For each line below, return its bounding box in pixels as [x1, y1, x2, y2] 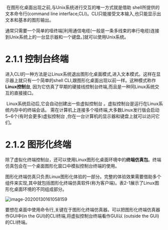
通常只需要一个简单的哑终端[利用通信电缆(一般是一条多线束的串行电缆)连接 [5, 28, 159, 34]
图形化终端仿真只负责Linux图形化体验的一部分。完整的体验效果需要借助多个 [5, 173, 161, 180]
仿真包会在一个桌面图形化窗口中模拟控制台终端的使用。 [5, 163, 119, 169]
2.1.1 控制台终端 [5, 53, 69, 65]
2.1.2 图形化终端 [5, 139, 72, 150]
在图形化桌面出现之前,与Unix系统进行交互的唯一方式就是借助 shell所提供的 [6, 5, 160, 10]
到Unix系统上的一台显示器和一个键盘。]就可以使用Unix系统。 [5, 34, 129, 40]
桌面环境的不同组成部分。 [14, 186, 67, 192]
